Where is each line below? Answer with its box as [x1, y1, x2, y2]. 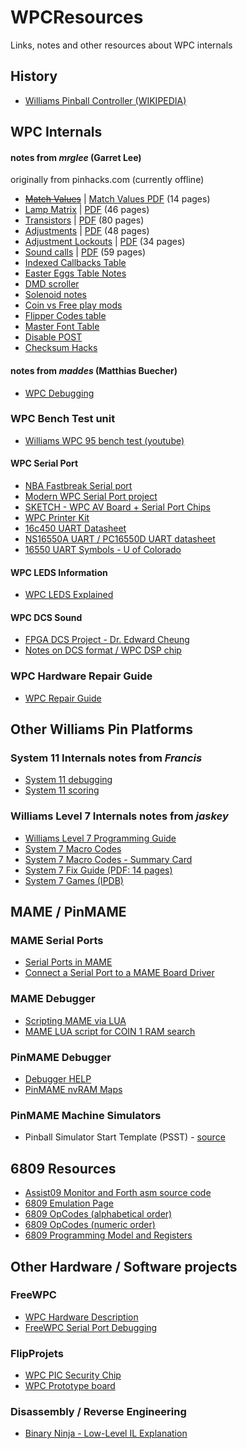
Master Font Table [24, 321, 100, 333]
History [10, 68, 58, 85]
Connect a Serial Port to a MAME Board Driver [24, 967, 215, 979]
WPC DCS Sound [10, 611, 83, 623]
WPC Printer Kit [24, 512, 90, 524]
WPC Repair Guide [24, 692, 102, 704]
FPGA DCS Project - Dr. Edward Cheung [24, 634, 190, 646]
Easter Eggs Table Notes [24, 267, 127, 280]
